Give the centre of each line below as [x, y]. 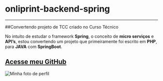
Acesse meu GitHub [36, 62]
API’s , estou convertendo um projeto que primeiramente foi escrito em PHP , [81, 41]
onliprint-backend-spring [57, 9]
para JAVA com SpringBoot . [33, 47]
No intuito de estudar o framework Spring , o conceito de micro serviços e [80, 36]
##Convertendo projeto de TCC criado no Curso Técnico [62, 27]
